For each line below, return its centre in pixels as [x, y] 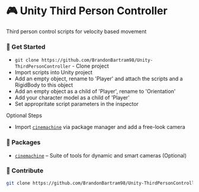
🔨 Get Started [26, 46]
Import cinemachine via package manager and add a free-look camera [100, 127]
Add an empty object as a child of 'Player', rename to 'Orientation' [95, 92]
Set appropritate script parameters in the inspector [77, 104]
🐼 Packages [23, 143]
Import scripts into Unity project [54, 73]
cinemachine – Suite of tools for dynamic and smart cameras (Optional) [101, 155]
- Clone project [90, 66]
